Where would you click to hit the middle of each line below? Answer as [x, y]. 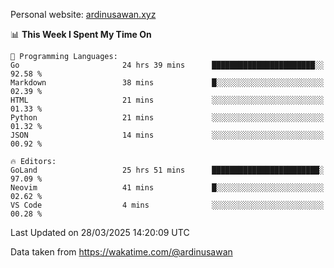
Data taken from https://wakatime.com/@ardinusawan [121, 252]
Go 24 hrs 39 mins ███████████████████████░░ [167, 65]
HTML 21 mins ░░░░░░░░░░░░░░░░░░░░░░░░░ [167, 100]
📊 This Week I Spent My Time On [81, 34]
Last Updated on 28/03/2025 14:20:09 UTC [100, 232]
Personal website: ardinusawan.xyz [83, 14]
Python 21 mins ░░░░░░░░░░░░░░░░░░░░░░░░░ [167, 118]
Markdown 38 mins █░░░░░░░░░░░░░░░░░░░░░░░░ [167, 83]
